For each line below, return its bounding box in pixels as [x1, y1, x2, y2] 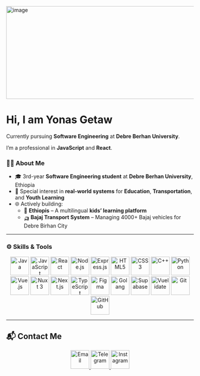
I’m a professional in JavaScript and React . [6, 144, 112, 151]
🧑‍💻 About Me [6, 159, 45, 167]
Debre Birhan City [23, 222, 68, 229]
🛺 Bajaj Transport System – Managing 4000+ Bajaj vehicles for [23, 214, 182, 221]
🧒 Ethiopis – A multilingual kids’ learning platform [23, 207, 147, 214]
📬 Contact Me [6, 331, 62, 341]
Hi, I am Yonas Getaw [6, 113, 113, 127]
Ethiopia [14, 181, 35, 189]
